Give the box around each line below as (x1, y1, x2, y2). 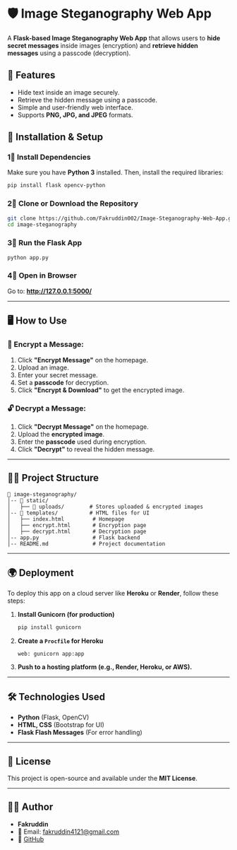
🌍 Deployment (7, 567, 74, 579)
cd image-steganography (7, 221, 78, 228)
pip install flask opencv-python (7, 182, 106, 189)
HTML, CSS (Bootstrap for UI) (17, 721, 104, 729)
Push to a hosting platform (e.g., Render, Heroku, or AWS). (17, 663, 193, 671)
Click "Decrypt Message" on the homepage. (17, 422, 150, 431)
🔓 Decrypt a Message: (7, 403, 86, 413)
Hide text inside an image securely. (17, 88, 120, 96)
